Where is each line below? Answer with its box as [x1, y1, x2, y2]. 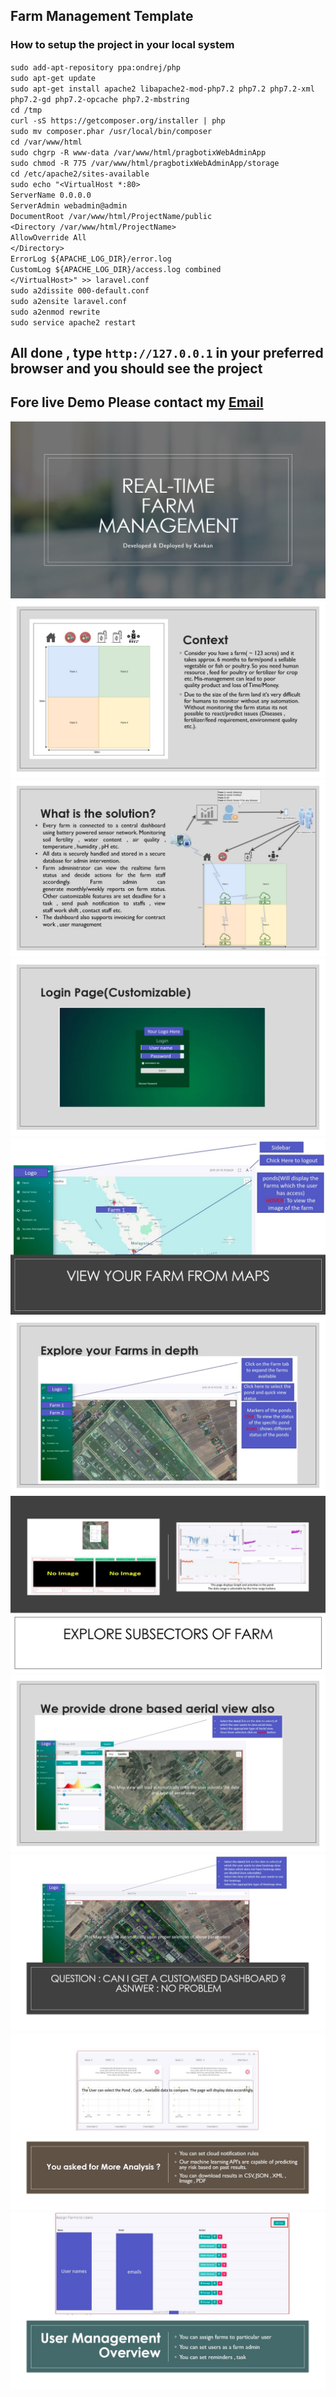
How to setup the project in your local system [10, 38, 235, 52]
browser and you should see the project [10, 360, 263, 378]
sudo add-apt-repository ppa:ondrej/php [10, 62, 182, 73]
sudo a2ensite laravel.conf [10, 296, 128, 306]
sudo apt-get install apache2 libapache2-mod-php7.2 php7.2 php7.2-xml [10, 84, 315, 94]
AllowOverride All [10, 232, 87, 243]
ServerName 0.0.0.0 [10, 190, 92, 200]
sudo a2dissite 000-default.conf [10, 285, 150, 296]
